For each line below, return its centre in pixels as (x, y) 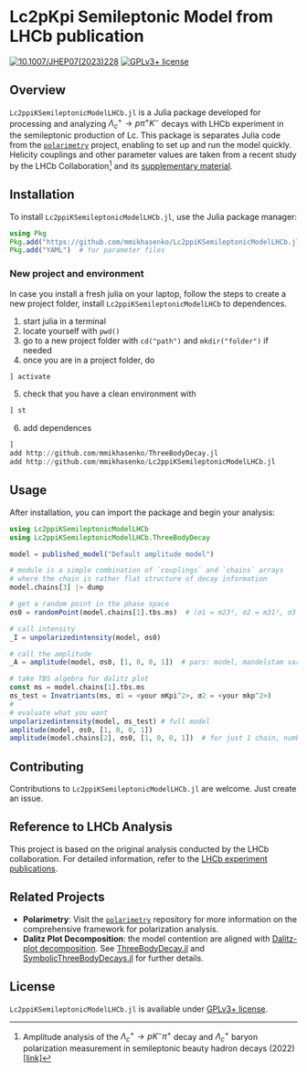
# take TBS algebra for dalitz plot (79, 679)
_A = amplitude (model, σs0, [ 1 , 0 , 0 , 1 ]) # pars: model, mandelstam (147, 662)
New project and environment (77, 274)
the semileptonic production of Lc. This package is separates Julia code (145, 135)
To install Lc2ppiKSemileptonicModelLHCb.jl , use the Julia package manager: (153, 216)
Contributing (47, 767)
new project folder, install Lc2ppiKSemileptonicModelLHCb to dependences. (148, 303)
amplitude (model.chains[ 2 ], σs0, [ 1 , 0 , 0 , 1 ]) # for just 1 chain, (145, 738)
